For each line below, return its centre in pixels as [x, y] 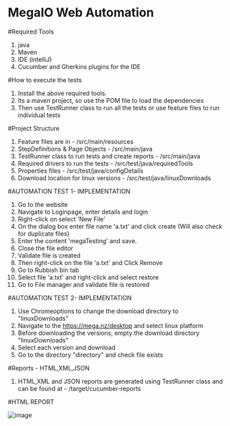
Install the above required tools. [62, 93]
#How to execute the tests [45, 79]
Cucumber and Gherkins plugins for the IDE [79, 66]
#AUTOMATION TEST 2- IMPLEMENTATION [70, 298]
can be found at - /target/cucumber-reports [79, 388]
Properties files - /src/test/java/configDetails [80, 171]
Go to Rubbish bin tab [48, 270]
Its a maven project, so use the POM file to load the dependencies [111, 100]
